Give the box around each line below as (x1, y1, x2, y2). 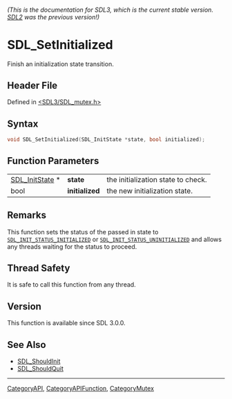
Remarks (7, 209, 47, 221)
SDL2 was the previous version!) (7, 12, 100, 21)
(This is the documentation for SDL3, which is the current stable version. (7, 6, 214, 14)
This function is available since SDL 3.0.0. (7, 319, 126, 327)
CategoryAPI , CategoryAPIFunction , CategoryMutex (7, 385, 154, 393)
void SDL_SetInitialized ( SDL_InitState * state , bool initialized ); (7, 136, 206, 143)
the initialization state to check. (106, 174, 207, 184)
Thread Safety (7, 263, 70, 274)
